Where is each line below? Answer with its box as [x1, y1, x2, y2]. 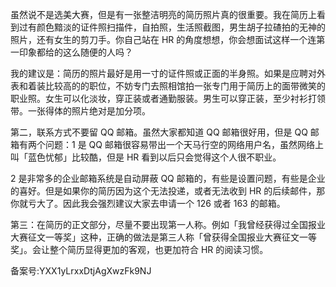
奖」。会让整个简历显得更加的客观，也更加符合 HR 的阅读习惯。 [10, 244, 269, 255]
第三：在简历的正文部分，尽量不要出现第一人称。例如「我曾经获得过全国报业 [10, 219, 326, 230]
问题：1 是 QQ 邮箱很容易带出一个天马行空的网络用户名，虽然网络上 [44, 139, 324, 150]
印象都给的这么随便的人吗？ [18, 46, 133, 58]
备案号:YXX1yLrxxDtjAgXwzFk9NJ [10, 265, 152, 277]
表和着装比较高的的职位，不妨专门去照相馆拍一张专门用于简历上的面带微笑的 [10, 80, 326, 92]
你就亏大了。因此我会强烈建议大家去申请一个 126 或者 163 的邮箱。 [10, 198, 286, 209]
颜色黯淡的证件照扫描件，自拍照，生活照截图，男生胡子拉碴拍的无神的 [36, 21, 326, 33]
